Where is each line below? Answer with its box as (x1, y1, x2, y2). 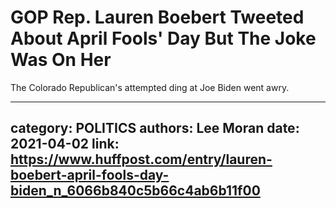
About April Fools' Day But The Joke (10, 27, 317, 50)
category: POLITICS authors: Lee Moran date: (10, 120, 300, 137)
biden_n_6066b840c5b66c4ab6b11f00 (10, 182, 261, 200)
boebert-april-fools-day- (10, 167, 170, 184)
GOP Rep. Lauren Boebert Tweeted (10, 6, 305, 29)
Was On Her (10, 49, 112, 71)
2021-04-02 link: (10, 136, 120, 153)
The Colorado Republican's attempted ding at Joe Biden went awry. (10, 81, 290, 93)
